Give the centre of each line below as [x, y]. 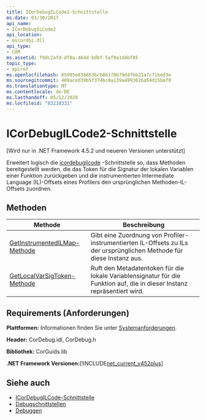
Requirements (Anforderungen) [68, 313]
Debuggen [29, 410]
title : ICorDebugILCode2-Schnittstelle [57, 12]
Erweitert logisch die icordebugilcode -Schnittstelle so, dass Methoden [96, 162]
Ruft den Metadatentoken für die [138, 269]
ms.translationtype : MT [37, 86]
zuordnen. [39, 188]
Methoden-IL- [170, 182]
